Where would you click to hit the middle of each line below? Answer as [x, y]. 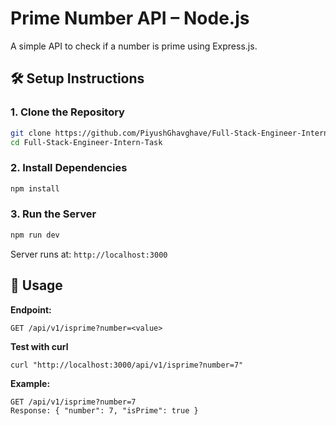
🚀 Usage [36, 285]
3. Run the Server [53, 214]
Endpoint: [31, 309]
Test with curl [39, 346]
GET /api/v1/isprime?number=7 [73, 402]
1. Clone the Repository [67, 112]
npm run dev [35, 235]
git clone [31, 133]
